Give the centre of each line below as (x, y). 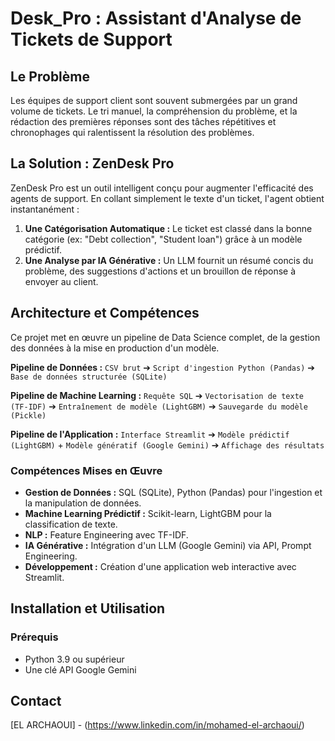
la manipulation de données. (83, 503)
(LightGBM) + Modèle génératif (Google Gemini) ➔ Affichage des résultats (167, 444)
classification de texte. (71, 524)
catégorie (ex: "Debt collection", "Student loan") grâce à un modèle (163, 239)
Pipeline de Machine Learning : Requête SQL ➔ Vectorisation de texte (157, 395)
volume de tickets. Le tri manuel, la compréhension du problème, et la (154, 111)
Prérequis (34, 637)
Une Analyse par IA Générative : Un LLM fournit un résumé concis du (169, 260)
